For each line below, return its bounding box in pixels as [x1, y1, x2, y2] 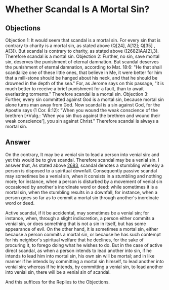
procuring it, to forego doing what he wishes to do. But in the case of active [5, 242, 163, 248]
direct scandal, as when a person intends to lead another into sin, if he [5, 247, 152, 253]
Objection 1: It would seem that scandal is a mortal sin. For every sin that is [5, 37, 161, 43]
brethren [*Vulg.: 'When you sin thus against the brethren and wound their [5, 113, 160, 119]
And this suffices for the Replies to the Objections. [5, 279, 110, 285]
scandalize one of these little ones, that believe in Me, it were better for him [5, 69, 162, 76]
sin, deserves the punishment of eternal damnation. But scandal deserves [5, 59, 159, 64]
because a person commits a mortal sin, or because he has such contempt [5, 231, 161, 237]
